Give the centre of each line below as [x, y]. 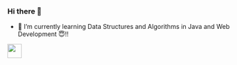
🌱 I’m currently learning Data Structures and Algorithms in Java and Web [123, 27]
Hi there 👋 [25, 11]
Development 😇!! [43, 34]
